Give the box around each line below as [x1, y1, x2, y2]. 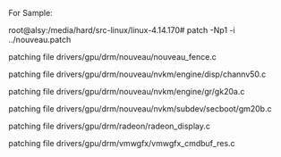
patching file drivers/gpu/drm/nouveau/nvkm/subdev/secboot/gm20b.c [8, 103, 272, 114]
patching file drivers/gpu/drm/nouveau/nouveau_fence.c [8, 52, 217, 62]
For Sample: [8, 8, 53, 18]
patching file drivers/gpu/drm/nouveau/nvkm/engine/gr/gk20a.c [8, 87, 245, 96]
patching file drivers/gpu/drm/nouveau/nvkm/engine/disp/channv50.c [8, 69, 267, 79]
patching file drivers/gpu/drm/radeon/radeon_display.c [8, 120, 211, 131]
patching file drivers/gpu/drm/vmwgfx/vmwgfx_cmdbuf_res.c [8, 138, 235, 148]
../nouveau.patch [8, 35, 72, 45]
